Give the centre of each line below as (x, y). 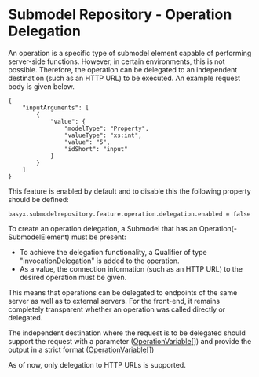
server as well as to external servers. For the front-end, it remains (114, 301)
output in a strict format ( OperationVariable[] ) (81, 349)
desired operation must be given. (73, 277)
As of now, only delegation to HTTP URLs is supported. (97, 364)
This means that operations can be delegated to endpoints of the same (123, 292)
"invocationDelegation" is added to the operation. (99, 261)
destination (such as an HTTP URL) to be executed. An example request (124, 78)
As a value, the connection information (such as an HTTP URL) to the (131, 268)
